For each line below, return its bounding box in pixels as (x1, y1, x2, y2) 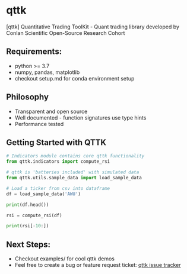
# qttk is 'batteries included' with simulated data (6, 169, 140, 175)
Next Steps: (6, 239, 50, 249)
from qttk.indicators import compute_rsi (6, 159, 110, 165)
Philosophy (6, 92, 49, 102)
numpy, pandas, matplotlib (14, 69, 80, 76)
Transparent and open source (14, 108, 88, 115)
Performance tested (14, 120, 64, 127)
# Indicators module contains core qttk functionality (6, 153, 145, 159)
